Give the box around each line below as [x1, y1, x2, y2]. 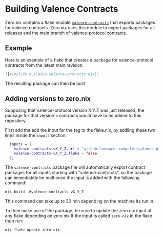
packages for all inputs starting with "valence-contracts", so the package [5, 169, 152, 175]
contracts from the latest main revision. [5, 62, 84, 68]
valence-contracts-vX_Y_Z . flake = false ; [14, 151, 99, 156]
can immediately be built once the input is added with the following [5, 175, 140, 180]
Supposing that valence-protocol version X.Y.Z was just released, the [5, 107, 144, 113]
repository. [5, 118, 27, 124]
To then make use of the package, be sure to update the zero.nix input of [5, 207, 152, 213]
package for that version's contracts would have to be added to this [5, 113, 142, 118]
